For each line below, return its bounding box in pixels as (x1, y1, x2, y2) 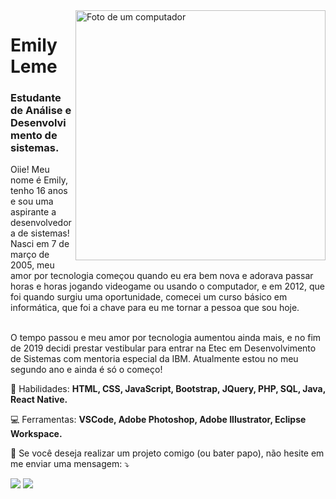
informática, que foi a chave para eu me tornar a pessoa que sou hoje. (10, 302, 300, 314)
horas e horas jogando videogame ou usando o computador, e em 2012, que (10, 280, 326, 293)
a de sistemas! (10, 227, 70, 239)
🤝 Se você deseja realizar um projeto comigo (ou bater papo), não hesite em (10, 447, 325, 459)
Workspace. (10, 428, 63, 440)
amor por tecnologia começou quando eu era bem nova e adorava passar (10, 270, 314, 282)
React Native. (10, 394, 68, 406)
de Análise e (10, 104, 72, 118)
